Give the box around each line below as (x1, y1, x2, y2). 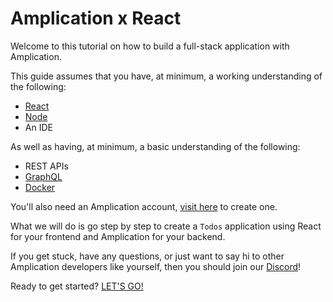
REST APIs (24, 160, 69, 172)
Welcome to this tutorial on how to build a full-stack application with (10, 40, 290, 52)
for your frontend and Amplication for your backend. (10, 230, 226, 242)
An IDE (24, 121, 53, 133)
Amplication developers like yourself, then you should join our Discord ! (10, 260, 302, 272)
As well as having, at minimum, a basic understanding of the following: (10, 140, 301, 152)
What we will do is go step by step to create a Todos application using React (10, 220, 322, 232)
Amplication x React (10, 7, 182, 30)
